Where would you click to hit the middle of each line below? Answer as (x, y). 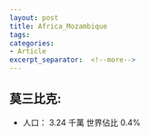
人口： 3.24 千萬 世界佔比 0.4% (81, 122)
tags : (20, 34)
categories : (32, 43)
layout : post (34, 18)
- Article (28, 52)
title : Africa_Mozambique (58, 26)
